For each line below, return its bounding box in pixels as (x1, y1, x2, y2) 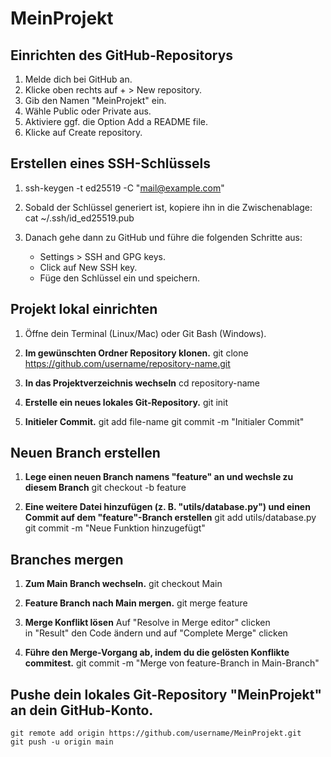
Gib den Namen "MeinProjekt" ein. (24, 95, 167, 106)
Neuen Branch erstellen (10, 445, 161, 462)
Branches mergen (10, 551, 124, 568)
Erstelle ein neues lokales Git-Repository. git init (24, 396, 229, 408)
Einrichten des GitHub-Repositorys (10, 47, 234, 64)
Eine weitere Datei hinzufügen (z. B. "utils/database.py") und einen (24, 501, 311, 513)
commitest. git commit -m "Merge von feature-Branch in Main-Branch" (24, 657, 320, 669)
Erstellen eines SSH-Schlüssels (10, 155, 211, 172)
